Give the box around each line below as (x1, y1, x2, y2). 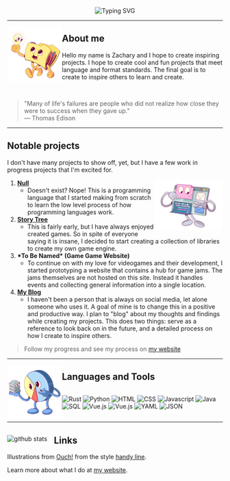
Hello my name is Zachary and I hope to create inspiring (62, 51, 220, 59)
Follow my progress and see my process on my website (23, 345, 181, 353)
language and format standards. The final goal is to (62, 65, 206, 74)
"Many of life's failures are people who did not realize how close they (23, 99, 219, 107)
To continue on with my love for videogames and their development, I (27, 259, 223, 267)
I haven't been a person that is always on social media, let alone (27, 295, 207, 303)
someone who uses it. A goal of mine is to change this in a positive (27, 302, 216, 311)
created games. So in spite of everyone (27, 229, 139, 238)
